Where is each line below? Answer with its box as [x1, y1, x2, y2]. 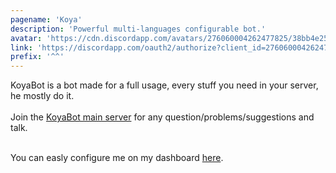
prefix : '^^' [10, 52, 65, 62]
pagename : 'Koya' [10, 14, 83, 25]
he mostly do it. [10, 90, 75, 102]
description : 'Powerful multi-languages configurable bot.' [10, 24, 267, 34]
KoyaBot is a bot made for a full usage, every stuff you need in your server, [10, 79, 319, 91]
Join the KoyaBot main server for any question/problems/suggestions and [10, 111, 315, 123]
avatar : [10, 33, 43, 43]
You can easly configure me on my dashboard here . [10, 152, 224, 164]
